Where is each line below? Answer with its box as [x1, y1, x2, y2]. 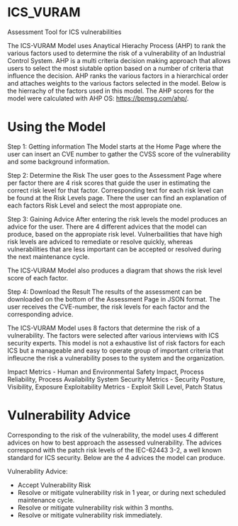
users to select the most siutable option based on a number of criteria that [7, 64, 225, 72]
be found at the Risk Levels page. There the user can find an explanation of [7, 193, 227, 202]
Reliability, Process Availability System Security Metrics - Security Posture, [7, 375, 225, 383]
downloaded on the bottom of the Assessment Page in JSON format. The [7, 295, 221, 303]
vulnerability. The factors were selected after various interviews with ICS [7, 331, 220, 340]
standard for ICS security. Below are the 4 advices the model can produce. [7, 453, 225, 462]
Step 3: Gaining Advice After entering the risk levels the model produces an [7, 215, 228, 223]
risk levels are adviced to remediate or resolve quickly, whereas [7, 237, 193, 246]
